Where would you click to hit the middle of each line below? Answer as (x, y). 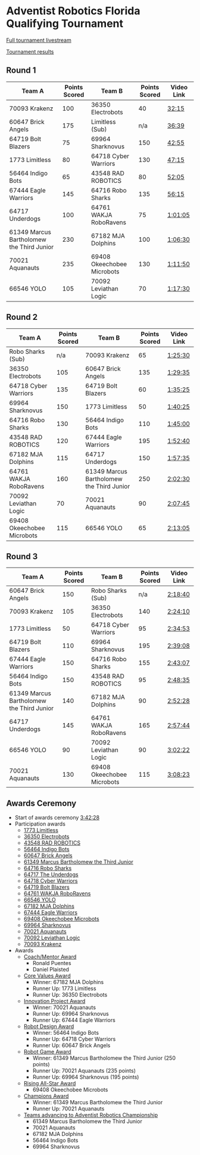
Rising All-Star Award (50, 1084)
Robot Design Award (49, 1026)
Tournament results (30, 51)
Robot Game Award (47, 1052)
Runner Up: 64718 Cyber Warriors (74, 1039)
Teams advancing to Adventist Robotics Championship (91, 1115)
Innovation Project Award (54, 1001)
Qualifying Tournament (65, 24)
